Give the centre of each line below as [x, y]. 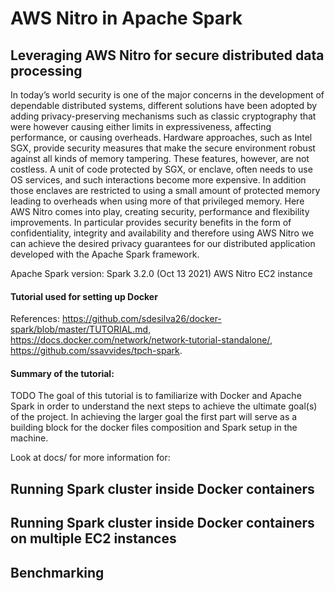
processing [46, 70]
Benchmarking [57, 572]
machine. [29, 438]
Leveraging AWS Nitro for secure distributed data [167, 55]
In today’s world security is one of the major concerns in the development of [167, 95]
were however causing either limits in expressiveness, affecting [141, 126]
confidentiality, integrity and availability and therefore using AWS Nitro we [162, 233]
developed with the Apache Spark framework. [105, 254]
